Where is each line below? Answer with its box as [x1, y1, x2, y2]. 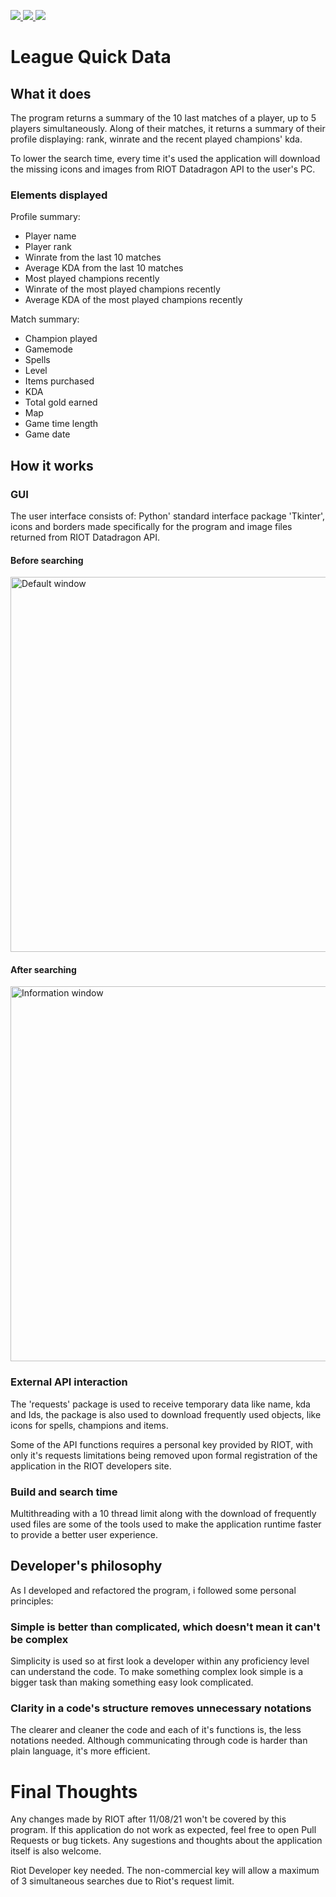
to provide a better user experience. [10, 1528, 159, 1540]
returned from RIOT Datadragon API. [10, 531, 161, 543]
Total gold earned [24, 396, 98, 409]
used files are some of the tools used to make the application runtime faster [10, 1518, 322, 1530]
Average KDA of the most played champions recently [24, 294, 243, 306]
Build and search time [10, 1485, 118, 1499]
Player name [24, 230, 77, 242]
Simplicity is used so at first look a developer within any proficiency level [10, 1655, 310, 1667]
